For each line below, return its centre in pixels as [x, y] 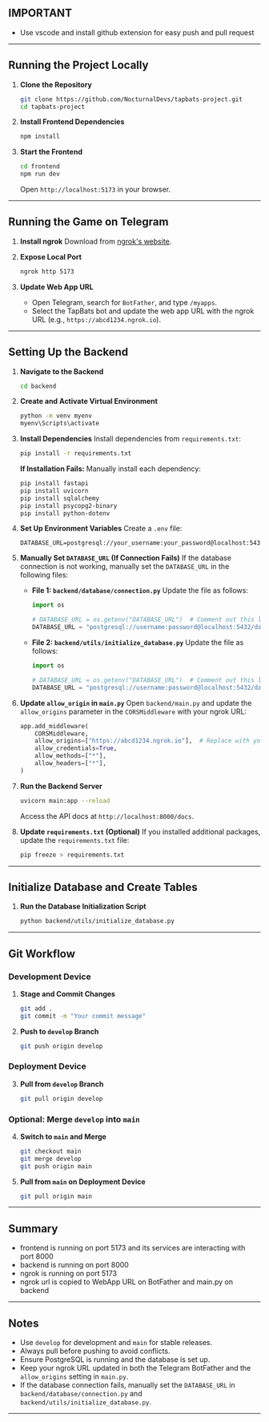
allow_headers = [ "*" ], [70, 763]
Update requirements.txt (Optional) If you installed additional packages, [140, 832]
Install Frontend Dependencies [72, 122]
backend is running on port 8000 [74, 1265]
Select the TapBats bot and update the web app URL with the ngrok [143, 311]
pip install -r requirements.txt [76, 453]
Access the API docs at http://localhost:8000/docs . [107, 816]
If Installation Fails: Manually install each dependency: [110, 469]
